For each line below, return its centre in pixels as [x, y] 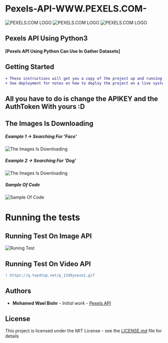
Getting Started [30, 67]
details [12, 336]
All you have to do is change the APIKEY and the [82, 99]
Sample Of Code [22, 185]
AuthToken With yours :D [45, 107]
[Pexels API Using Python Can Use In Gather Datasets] [63, 51]
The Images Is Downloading [49, 124]
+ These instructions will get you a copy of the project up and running [84, 78]
